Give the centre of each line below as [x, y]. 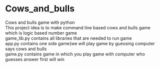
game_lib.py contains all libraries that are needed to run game [69, 38]
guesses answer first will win [35, 59]
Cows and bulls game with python [40, 22]
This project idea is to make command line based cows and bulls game [78, 27]
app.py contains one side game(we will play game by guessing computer [80, 43]
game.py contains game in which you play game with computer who [75, 54]
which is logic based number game [41, 33]
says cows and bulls [26, 49]
